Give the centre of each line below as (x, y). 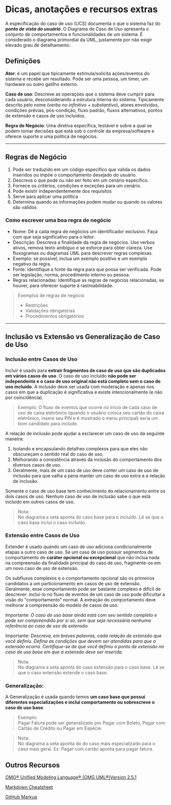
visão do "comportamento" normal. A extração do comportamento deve (81, 599)
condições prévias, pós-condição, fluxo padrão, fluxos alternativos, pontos (84, 110)
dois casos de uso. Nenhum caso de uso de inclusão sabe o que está (78, 496)
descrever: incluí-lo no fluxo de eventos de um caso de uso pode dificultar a (85, 594)
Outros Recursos (33, 765)
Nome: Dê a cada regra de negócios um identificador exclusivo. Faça (85, 231)
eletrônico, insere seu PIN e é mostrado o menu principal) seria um (88, 418)
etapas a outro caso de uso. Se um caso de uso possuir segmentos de (79, 552)
